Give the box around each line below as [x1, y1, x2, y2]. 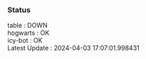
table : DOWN [7, 21, 48, 30]
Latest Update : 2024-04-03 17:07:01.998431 [7, 44, 140, 53]
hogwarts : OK [7, 28, 50, 37]
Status [7, 5, 31, 15]
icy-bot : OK [7, 36, 43, 45]
